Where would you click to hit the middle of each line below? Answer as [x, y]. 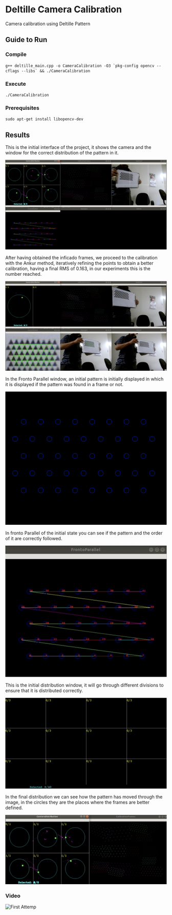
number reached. [24, 274]
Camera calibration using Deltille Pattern [48, 24]
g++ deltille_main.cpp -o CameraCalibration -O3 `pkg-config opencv [80, 66]
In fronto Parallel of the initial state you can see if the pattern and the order [84, 533]
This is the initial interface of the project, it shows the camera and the [78, 147]
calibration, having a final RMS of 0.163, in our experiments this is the [78, 269]
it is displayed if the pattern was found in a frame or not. [64, 385]
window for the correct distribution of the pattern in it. [62, 153]
